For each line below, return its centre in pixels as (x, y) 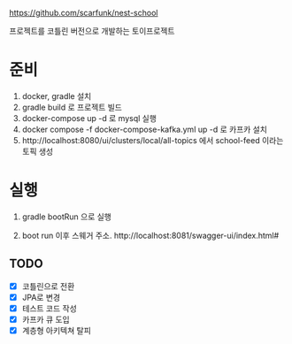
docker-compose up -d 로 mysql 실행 (89, 118)
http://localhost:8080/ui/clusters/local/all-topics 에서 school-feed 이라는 (153, 140)
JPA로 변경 (41, 297)
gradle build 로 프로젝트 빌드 (72, 107)
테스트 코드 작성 (49, 308)
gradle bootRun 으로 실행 (67, 217)
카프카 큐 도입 (46, 319)
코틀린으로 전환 (48, 286)
